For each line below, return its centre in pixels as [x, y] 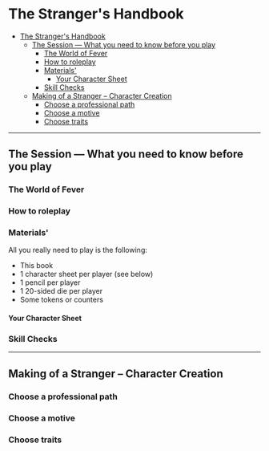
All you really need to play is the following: [78, 250]
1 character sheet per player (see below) [86, 274]
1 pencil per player [50, 282]
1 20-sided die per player [61, 291]
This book [36, 266]
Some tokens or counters [62, 300]
